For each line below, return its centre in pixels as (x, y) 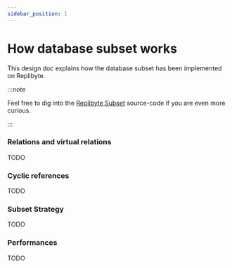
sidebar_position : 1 (38, 14)
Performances (32, 243)
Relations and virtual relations (59, 142)
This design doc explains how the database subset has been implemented (115, 68)
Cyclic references (38, 175)
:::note (17, 89)
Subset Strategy (36, 210)
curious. (19, 110)
